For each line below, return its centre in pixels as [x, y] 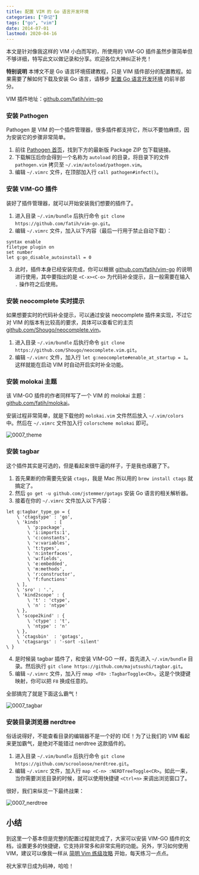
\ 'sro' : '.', [36, 590]
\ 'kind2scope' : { [41, 595]
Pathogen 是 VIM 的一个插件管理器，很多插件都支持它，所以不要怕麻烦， [95, 130]
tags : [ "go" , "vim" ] [32, 23]
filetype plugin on [30, 247]
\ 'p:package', [46, 527]
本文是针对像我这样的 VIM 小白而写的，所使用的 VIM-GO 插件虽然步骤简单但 [99, 52]
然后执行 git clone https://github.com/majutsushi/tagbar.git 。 [105, 666]
